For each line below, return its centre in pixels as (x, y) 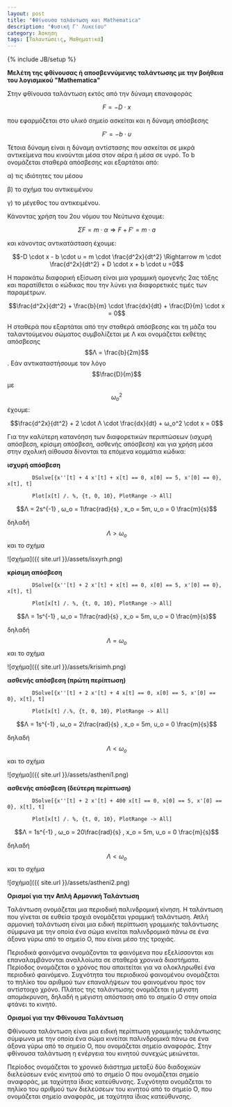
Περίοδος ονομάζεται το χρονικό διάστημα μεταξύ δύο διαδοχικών (104, 1067)
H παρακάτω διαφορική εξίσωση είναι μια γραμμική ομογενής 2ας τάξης (113, 278)
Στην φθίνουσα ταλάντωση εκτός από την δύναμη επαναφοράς (100, 94)
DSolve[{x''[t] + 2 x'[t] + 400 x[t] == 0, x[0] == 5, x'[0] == (127, 801)
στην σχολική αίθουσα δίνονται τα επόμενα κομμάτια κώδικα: (97, 451)
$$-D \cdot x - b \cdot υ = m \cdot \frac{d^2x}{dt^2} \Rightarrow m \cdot (117, 257)
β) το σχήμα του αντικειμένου (50, 189)
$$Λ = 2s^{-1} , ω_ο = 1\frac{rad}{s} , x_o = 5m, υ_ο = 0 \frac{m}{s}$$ (117, 509)
